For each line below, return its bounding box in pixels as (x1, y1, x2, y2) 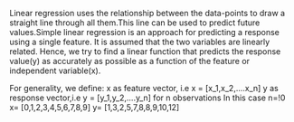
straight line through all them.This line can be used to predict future (9, 17, 261, 28)
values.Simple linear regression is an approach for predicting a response (9, 27, 280, 37)
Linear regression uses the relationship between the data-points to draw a (9, 8, 286, 18)
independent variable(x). (9, 65, 101, 76)
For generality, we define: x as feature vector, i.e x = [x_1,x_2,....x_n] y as (9, 83, 279, 93)
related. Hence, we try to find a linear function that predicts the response (9, 46, 281, 57)
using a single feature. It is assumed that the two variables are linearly (9, 36, 270, 47)
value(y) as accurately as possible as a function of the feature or (9, 56, 251, 66)
